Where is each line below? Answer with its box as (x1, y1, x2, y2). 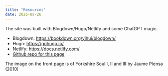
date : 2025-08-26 (5, 12, 42, 17)
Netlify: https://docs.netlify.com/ (12, 46, 80, 52)
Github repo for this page (12, 51, 65, 57)
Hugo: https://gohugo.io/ (12, 40, 64, 46)
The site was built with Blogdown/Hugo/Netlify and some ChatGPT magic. (5, 25, 158, 31)
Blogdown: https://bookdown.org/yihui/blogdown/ (12, 35, 116, 41)
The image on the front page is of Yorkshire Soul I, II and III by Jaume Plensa (5, 61, 163, 67)
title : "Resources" (5, 7, 46, 12)
